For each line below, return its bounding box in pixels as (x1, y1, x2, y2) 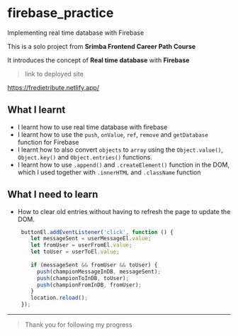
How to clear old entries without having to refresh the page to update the (17, 207, 231, 215)
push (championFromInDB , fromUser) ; (36, 281, 142, 289)
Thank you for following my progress (24, 320, 132, 329)
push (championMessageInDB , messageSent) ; (36, 268, 161, 275)
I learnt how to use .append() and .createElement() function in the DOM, (17, 160, 230, 169)
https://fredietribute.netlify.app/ (7, 83, 100, 91)
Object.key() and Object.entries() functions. (17, 152, 152, 161)
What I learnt (7, 104, 66, 116)
